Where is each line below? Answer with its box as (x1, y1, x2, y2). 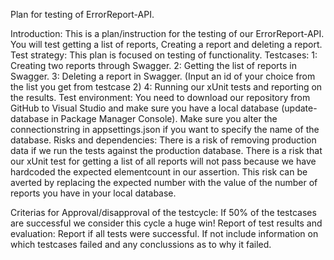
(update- (281, 102, 318, 114)
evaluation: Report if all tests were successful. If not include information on (10, 228, 319, 239)
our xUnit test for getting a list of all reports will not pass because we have (10, 155, 317, 167)
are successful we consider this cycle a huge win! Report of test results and (10, 217, 323, 229)
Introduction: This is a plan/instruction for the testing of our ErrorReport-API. (10, 28, 325, 39)
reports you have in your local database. (10, 187, 177, 199)
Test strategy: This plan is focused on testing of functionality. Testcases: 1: (10, 49, 318, 61)
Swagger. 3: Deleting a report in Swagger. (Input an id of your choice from (10, 70, 316, 82)
